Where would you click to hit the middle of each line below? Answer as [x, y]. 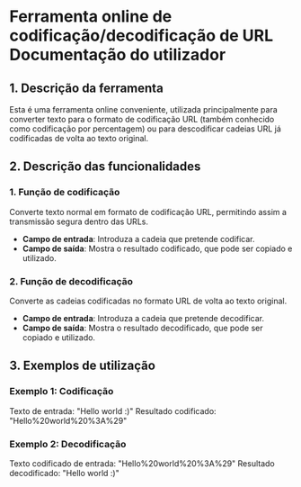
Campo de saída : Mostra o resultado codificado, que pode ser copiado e [157, 248]
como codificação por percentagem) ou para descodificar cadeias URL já [145, 129]
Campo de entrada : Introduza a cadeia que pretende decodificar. [143, 318]
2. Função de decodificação [71, 281]
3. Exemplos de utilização [82, 366]
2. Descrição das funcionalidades [105, 167]
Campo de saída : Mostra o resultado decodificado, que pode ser [142, 328]
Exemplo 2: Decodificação [68, 444]
